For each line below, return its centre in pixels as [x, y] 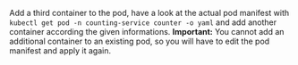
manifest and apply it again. [60, 51]
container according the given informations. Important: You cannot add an [147, 32]
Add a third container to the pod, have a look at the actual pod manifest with [149, 13]
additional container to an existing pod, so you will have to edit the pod [140, 41]
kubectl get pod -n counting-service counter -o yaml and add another [143, 22]
